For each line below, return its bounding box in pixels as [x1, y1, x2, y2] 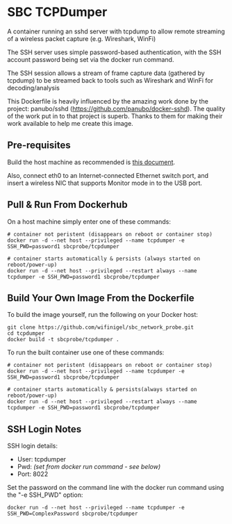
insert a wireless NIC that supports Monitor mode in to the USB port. [7, 179, 203, 187]
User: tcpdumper [17, 455, 67, 464]
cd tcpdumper [7, 330, 45, 337]
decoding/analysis [7, 83, 60, 92]
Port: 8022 [17, 470, 49, 478]
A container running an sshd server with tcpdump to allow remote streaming [7, 27, 226, 35]
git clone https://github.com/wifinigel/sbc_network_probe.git [7, 324, 194, 331]
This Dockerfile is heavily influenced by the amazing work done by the [7, 97, 208, 105]
